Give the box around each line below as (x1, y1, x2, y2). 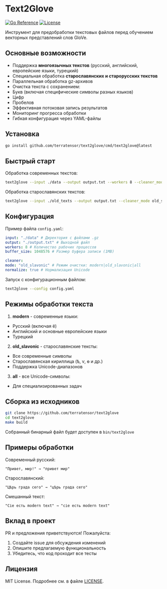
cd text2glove (5, 415, 35, 420)
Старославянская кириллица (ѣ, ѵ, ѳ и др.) (12, 358, 103, 364)
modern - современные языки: (12, 313, 79, 319)
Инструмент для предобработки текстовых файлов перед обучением (5, 29, 153, 35)
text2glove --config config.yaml (5, 286, 75, 291)
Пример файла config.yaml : (5, 225, 64, 231)
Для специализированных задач (12, 383, 82, 389)
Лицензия (5, 565, 38, 574)
